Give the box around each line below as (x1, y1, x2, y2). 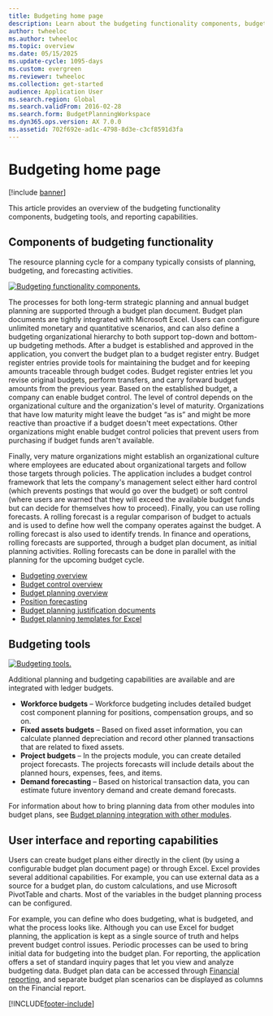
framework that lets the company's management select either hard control (8, 477, 258, 486)
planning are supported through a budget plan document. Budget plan (8, 306, 244, 316)
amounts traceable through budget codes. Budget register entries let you (8, 366, 253, 376)
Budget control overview (19, 579, 103, 589)
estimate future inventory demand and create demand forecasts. (19, 786, 237, 796)
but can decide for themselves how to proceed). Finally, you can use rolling (8, 503, 261, 512)
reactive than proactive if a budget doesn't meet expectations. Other (8, 418, 238, 428)
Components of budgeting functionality (8, 235, 214, 249)
